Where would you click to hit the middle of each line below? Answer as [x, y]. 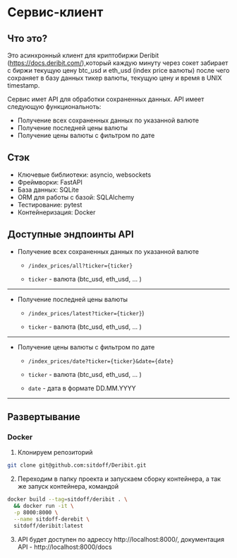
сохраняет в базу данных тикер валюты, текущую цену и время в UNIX [115, 78]
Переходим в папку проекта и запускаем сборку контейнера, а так [119, 479]
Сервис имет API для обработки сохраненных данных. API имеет [106, 99]
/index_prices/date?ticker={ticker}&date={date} [101, 361]
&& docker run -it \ [44, 506]
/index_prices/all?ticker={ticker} [80, 266]
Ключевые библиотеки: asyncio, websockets [84, 175]
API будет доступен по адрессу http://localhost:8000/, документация [121, 539]
